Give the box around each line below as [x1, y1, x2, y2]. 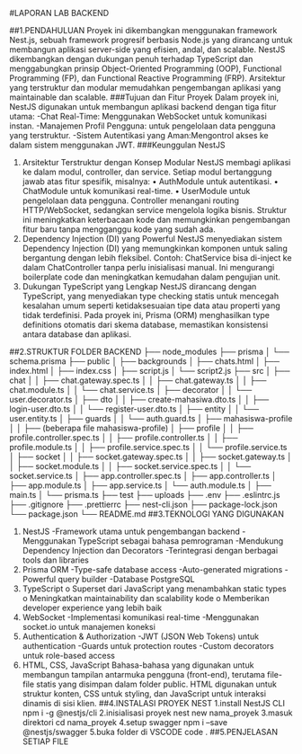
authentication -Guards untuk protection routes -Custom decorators [22, 641, 274, 651]
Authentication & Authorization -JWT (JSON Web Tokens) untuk [22, 631, 259, 642]
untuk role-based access [22, 651, 115, 661]
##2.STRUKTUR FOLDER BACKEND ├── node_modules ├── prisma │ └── [9, 346, 290, 357]
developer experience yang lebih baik [22, 602, 163, 613]
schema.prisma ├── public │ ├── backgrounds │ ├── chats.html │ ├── [9, 356, 280, 367]
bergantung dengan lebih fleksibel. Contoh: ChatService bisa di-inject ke [22, 253, 292, 263]
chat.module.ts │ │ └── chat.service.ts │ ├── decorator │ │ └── [9, 385, 253, 395]
